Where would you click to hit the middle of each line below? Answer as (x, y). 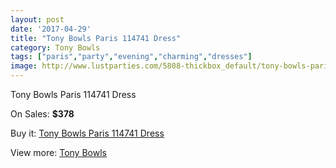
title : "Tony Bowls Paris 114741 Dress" (96, 38)
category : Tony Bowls (55, 47)
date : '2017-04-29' (51, 29)
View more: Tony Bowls (58, 152)
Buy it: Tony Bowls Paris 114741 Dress (87, 133)
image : (24, 66)
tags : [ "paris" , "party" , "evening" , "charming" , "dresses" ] (131, 57)
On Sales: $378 (42, 114)
